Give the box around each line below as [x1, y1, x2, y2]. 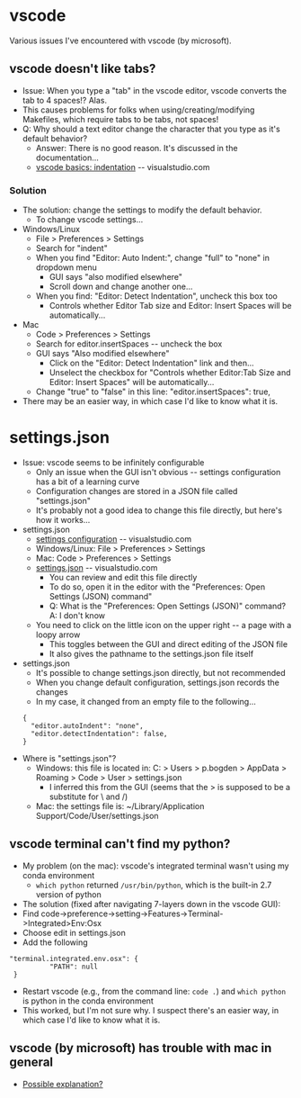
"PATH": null [49, 962, 99, 971]
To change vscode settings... [35, 214, 144, 225]
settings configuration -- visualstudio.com [35, 533, 191, 544]
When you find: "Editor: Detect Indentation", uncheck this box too [35, 291, 279, 301]
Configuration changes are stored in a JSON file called [35, 485, 238, 496]
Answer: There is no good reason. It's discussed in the [35, 142, 238, 153]
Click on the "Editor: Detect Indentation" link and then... [49, 357, 254, 369]
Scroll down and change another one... [49, 281, 193, 292]
